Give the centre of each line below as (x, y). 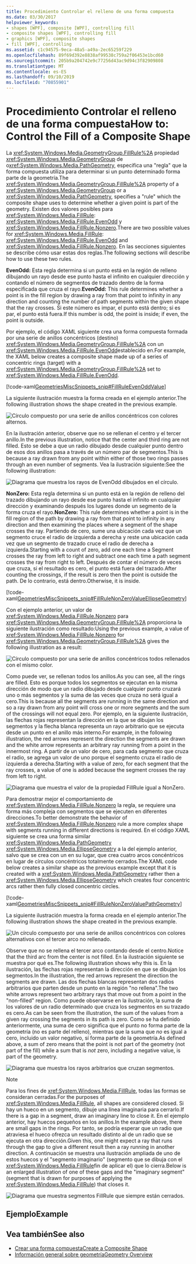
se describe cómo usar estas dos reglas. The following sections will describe (98, 253)
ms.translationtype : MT (35, 66)
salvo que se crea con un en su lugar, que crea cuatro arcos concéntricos (95, 855)
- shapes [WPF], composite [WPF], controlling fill (70, 28)
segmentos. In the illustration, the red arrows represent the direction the (92, 975)
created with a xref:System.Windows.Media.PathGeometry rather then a (93, 873)
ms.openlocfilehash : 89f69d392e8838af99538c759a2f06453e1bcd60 (85, 55)
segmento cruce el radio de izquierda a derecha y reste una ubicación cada (97, 537)
